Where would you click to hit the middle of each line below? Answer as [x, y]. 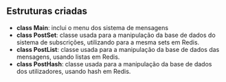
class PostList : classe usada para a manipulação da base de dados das [118, 49]
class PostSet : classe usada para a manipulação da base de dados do [116, 35]
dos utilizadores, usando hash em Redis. [74, 71]
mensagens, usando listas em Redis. [68, 57]
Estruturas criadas [47, 11]
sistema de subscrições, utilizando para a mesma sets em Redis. [108, 42]
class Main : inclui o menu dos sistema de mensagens [92, 27]
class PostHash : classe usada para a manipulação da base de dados [114, 64]
